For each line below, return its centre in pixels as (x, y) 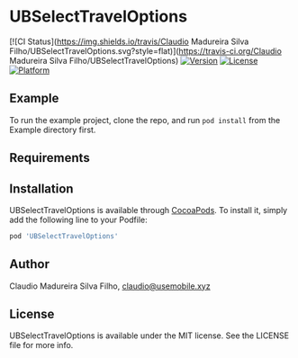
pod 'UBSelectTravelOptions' (64, 236)
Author (29, 264)
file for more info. (41, 345)
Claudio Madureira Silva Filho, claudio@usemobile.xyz (110, 286)
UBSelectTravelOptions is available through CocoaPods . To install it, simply (149, 210)
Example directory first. (53, 130)
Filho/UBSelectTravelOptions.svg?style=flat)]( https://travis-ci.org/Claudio (145, 50)
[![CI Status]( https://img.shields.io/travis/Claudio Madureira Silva (129, 41)
